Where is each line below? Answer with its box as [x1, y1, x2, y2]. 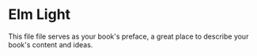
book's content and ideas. [8, 39, 93, 49]
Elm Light [8, 6, 71, 24]
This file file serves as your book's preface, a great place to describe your [8, 32, 249, 41]
